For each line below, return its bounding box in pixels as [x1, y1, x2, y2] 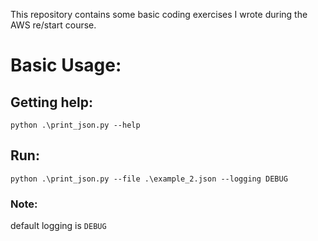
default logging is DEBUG [10, 220, 107, 232]
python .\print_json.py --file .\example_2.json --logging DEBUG [10, 174, 288, 184]
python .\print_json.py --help [10, 120, 141, 130]
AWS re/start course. [10, 19, 97, 31]
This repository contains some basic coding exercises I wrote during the [10, 9, 308, 20]
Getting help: [10, 94, 93, 111]
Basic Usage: [10, 54, 122, 77]
